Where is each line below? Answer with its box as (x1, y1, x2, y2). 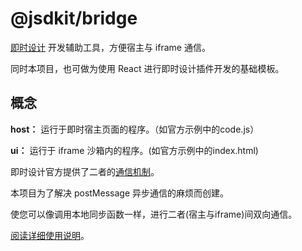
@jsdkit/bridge (10, 7, 138, 30)
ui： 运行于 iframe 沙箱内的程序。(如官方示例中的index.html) (10, 144, 259, 156)
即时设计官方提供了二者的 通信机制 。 (10, 165, 160, 177)
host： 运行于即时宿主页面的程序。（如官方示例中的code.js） (10, 123, 260, 135)
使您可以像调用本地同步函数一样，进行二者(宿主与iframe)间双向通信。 (10, 208, 298, 220)
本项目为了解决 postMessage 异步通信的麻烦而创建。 (10, 187, 230, 199)
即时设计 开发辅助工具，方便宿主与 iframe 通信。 (10, 41, 211, 53)
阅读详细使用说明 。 (10, 229, 90, 241)
